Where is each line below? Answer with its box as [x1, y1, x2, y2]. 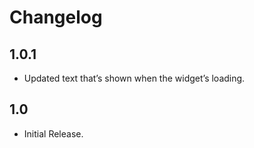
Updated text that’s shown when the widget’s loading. [23, 72, 246, 84]
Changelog [9, 6, 103, 29]
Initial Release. [23, 127, 84, 140]
